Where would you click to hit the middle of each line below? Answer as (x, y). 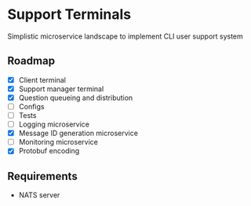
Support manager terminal (61, 89)
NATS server (39, 195)
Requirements (42, 176)
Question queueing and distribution (76, 97)
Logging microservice (54, 124)
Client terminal (42, 79)
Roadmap (31, 61)
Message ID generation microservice (78, 133)
